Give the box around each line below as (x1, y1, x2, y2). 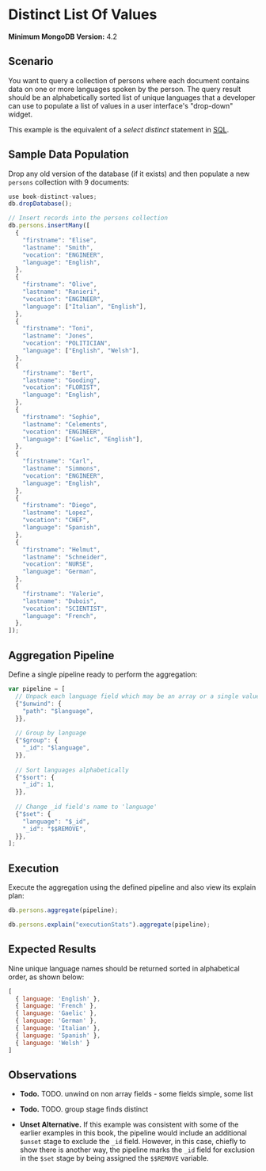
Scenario (8, 55, 54, 68)
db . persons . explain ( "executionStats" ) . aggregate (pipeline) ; (8, 921, 211, 929)
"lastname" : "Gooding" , (22, 376, 101, 384)
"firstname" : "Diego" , (22, 502, 97, 509)
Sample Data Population (8, 148, 129, 162)
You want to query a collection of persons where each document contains (8, 75, 249, 85)
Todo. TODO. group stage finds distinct (19, 1104, 149, 1114)
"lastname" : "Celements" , (22, 420, 108, 429)
